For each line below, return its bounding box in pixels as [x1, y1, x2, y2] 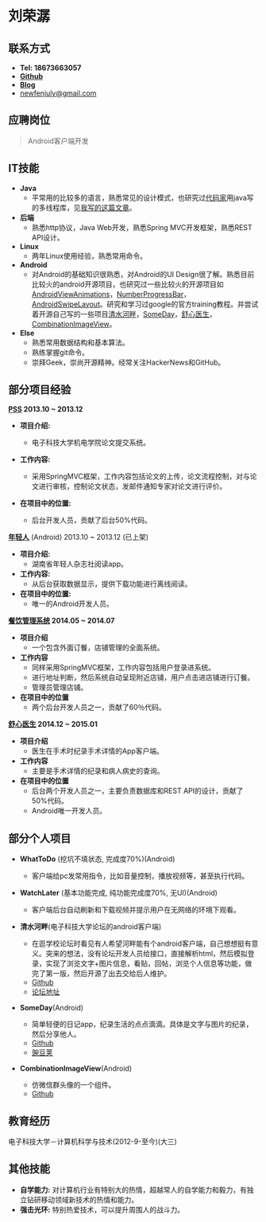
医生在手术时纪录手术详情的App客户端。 [31, 746, 164, 756]
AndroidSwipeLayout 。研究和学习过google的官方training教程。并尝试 [31, 299, 259, 309]
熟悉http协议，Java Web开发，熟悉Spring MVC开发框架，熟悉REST [31, 222, 253, 232]
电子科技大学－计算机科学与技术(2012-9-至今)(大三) [8, 1137, 177, 1146]
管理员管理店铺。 [31, 682, 88, 693]
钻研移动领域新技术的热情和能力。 [26, 1195, 139, 1204]
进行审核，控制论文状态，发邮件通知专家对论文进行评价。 [38, 482, 227, 491]
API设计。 [31, 232, 64, 242]
